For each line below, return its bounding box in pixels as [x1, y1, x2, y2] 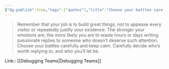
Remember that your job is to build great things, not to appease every [17, 21, 162, 27]
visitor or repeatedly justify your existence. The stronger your [17, 26, 145, 33]
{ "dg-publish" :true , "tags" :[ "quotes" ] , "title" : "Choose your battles [5, 7, 152, 13]
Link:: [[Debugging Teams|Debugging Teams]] [5, 57, 101, 63]
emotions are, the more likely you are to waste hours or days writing [17, 32, 158, 38]
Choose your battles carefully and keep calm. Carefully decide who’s [17, 42, 160, 48]
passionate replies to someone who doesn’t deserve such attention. [17, 37, 158, 43]
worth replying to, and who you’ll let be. [17, 48, 100, 54]
